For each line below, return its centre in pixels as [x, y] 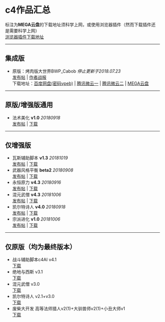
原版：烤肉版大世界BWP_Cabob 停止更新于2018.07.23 [67, 71]
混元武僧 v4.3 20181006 [37, 195]
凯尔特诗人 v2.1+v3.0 [33, 297]
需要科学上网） [24, 30]
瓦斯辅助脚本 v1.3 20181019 [40, 158]
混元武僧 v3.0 [26, 284]
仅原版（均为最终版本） [41, 247]
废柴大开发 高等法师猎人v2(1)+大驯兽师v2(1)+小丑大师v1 [69, 309]
